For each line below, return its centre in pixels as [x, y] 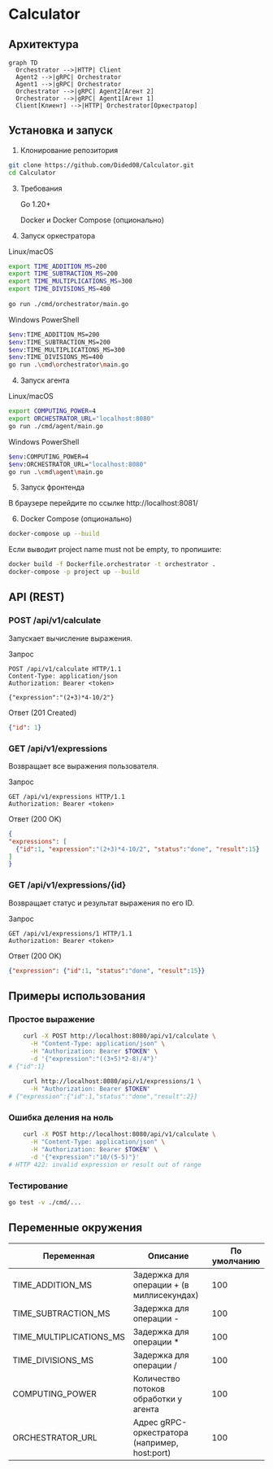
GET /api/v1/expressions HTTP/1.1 [67, 796]
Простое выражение [52, 1019]
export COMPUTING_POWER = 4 [52, 411]
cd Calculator [32, 173]
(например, [156, 1442]
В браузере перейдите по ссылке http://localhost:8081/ [103, 503]
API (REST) [37, 597]
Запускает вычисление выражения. [70, 638]
